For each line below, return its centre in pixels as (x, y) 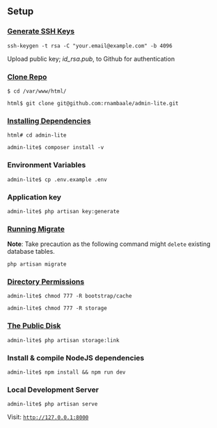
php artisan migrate (37, 264)
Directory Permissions (46, 282)
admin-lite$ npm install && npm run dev (67, 372)
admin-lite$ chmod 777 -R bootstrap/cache (70, 296)
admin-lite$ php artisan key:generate (63, 211)
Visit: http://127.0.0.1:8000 (48, 417)
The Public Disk (34, 326)
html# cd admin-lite (37, 135)
